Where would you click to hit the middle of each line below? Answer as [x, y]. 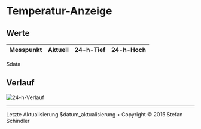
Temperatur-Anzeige [59, 11]
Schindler [18, 121]
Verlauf [20, 83]
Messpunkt [26, 50]
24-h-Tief [90, 50]
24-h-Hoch [129, 50]
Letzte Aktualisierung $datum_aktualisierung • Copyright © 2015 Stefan [95, 114]
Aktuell [58, 50]
